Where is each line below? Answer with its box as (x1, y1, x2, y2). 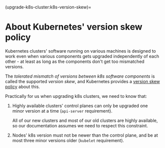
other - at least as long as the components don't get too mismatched (5, 59, 144, 64)
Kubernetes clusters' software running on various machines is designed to (5, 48, 156, 54)
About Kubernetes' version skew (5, 22, 143, 32)
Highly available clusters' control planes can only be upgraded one (12, 103, 148, 109)
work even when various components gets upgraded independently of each (5, 53, 159, 59)
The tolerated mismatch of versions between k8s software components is (5, 73, 155, 79)
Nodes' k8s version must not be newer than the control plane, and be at (12, 132, 159, 138)
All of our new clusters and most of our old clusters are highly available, (12, 118, 158, 123)
